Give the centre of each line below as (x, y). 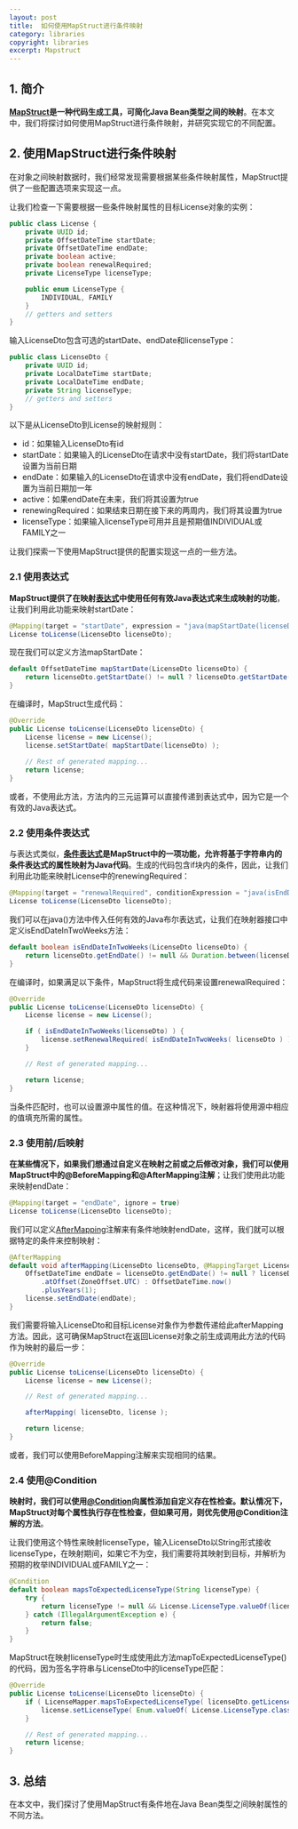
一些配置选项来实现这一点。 (75, 188)
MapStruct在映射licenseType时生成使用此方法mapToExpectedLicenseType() (148, 1657)
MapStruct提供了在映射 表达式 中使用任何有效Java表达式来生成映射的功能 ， (147, 598)
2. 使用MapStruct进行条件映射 (93, 153)
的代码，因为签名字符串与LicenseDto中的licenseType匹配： (118, 1669)
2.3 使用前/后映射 (47, 1143)
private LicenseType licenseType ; (89, 273)
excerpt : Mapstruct (45, 51)
